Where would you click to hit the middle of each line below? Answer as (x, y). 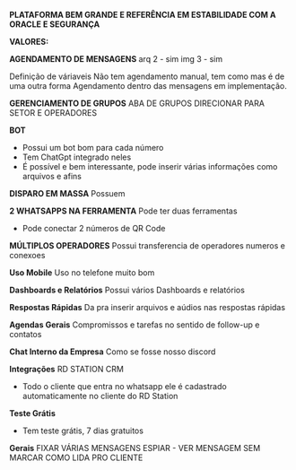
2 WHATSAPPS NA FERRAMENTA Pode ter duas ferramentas (123, 211)
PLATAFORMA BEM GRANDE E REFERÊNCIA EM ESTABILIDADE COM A (143, 15)
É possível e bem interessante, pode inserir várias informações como (150, 166)
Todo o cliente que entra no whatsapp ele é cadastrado (124, 386)
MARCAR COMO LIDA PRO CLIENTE (76, 457)
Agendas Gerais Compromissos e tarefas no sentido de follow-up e (135, 325)
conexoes (27, 255)
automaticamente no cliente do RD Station (100, 396)
